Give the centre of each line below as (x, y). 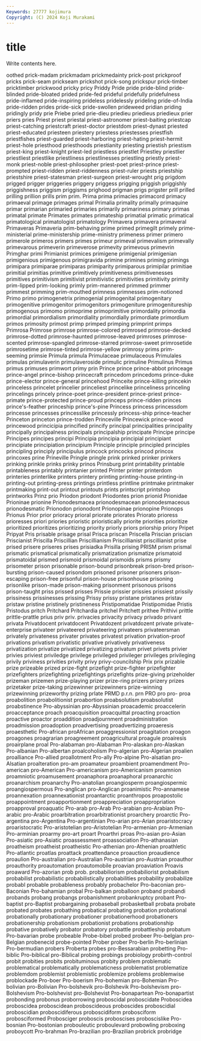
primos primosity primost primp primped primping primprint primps (89, 324)
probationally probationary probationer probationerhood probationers (92, 917)
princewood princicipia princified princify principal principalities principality (100, 426)
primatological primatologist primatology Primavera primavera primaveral (97, 222)
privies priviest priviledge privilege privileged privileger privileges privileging (101, 655)
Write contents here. (31, 64)
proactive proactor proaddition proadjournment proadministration (87, 719)
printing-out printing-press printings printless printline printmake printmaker (100, 483)
